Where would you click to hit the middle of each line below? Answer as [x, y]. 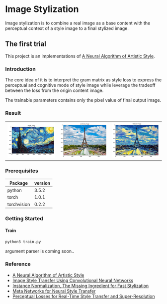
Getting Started [24, 219]
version [42, 183]
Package [19, 183]
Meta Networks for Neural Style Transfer [54, 291]
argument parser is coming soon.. [40, 251]
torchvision [19, 204]
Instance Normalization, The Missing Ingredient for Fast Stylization [81, 286]
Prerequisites [22, 171]
